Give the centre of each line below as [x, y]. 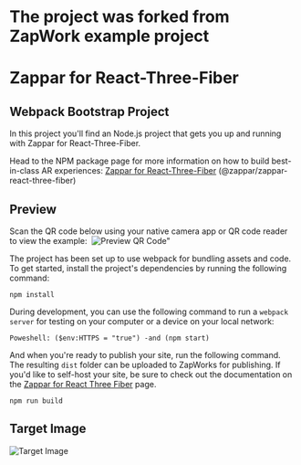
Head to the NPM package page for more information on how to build [140, 161]
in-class [25, 171]
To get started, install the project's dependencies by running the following [148, 268]
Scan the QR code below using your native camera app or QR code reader [149, 231]
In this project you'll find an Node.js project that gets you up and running [145, 133]
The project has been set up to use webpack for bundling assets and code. [150, 259]
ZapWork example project [109, 36]
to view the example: [49, 241]
